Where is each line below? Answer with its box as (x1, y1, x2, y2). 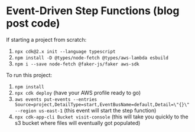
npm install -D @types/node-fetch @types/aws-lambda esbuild (14, 55, 169, 61)
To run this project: (6, 71, 52, 78)
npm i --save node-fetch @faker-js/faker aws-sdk (14, 61, 140, 67)
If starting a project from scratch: (6, 36, 87, 43)
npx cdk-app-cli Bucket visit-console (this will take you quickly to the (14, 113, 188, 120)
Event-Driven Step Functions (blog (6, 4, 180, 18)
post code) (6, 16, 60, 30)
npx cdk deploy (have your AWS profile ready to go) (14, 89, 141, 96)
